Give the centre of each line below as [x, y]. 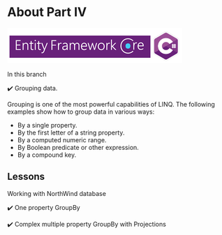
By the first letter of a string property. [71, 132]
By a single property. [47, 125]
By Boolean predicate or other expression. [78, 147]
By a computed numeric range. [62, 139]
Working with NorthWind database [57, 193]
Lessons [26, 177]
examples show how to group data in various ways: [81, 112]
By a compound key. [47, 155]
